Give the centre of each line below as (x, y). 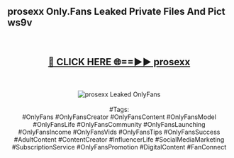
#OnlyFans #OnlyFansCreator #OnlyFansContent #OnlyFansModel (119, 117)
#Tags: (119, 109)
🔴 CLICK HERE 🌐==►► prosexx (119, 62)
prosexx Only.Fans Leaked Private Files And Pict (116, 12)
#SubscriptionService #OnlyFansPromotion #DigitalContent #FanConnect (119, 147)
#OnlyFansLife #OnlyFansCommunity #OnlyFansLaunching (119, 124)
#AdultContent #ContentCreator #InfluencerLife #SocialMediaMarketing (119, 139)
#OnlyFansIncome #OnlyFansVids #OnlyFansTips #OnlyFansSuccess (119, 132)
